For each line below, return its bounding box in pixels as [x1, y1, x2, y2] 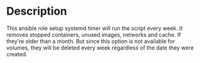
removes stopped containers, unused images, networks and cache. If [6, 31, 182, 38]
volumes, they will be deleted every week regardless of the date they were [6, 44, 194, 51]
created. [6, 50, 28, 57]
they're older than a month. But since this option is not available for [6, 37, 176, 45]
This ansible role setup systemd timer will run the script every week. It [6, 24, 183, 32]
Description [6, 4, 67, 18]
